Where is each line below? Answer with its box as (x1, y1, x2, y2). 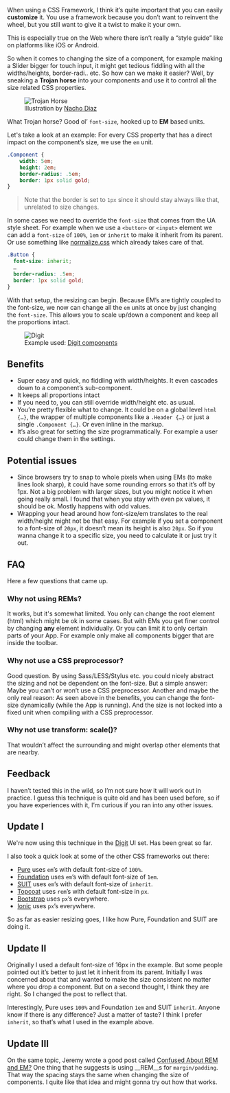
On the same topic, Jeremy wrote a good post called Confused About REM (7, 1056, 218, 1064)
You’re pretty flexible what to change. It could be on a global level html (16, 405, 217, 414)
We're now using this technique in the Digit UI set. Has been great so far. (7, 839, 213, 847)
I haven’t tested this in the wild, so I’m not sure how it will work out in (7, 786, 201, 794)
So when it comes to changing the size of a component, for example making (7, 54, 223, 63)
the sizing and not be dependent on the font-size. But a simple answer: (7, 679, 208, 687)
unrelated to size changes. (23, 203, 100, 212)
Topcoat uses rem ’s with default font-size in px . (16, 888, 150, 896)
